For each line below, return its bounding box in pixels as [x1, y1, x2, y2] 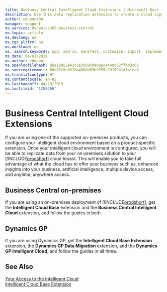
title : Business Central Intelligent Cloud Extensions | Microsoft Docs [5, 7, 159, 12]
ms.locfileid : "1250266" [5, 86, 57, 91]
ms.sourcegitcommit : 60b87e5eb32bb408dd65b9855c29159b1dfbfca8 [5, 68, 139, 73]
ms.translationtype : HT [5, 72, 55, 77]
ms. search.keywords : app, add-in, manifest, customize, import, [5, 49, 143, 54]
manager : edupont [5, 21, 41, 26]
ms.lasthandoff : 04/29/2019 [5, 81, 64, 86]
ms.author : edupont [5, 58, 46, 63]
